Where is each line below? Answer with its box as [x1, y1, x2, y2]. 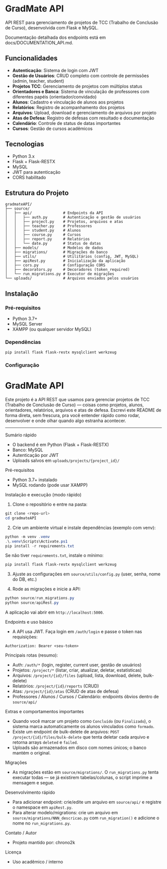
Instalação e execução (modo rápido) [5, 492, 82, 498]
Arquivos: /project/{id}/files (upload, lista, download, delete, [12, 672, 143, 678]
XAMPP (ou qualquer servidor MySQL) [12, 326, 92, 332]
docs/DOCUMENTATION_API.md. [5, 39, 74, 45]
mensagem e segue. [12, 780, 55, 786]
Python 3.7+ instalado [12, 477, 58, 483]
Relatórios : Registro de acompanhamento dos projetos [12, 104, 125, 110]
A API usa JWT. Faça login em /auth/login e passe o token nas [12, 629, 143, 635]
